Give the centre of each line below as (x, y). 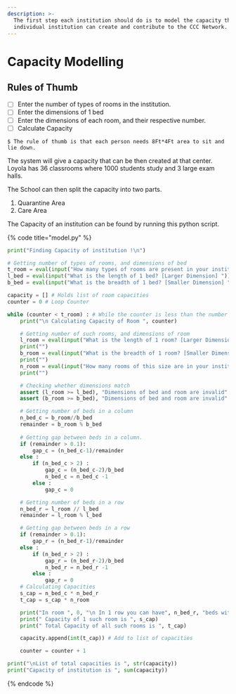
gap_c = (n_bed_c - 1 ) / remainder (78, 450)
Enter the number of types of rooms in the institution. (94, 104)
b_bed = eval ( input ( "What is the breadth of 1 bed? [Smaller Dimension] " (119, 283)
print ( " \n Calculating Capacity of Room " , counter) (99, 321)
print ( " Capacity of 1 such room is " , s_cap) (89, 619)
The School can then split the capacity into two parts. (85, 189)
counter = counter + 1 (53, 651)
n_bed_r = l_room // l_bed (59, 509)
